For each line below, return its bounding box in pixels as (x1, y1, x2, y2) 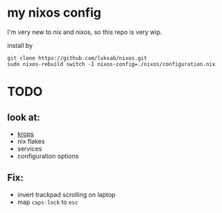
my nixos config (7, 5, 102, 21)
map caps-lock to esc (17, 198, 78, 206)
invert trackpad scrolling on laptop (17, 190, 116, 198)
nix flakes (17, 137, 45, 145)
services (17, 144, 42, 153)
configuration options (17, 151, 79, 160)
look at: (7, 111, 40, 123)
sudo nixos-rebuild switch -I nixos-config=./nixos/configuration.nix (7, 60, 216, 67)
